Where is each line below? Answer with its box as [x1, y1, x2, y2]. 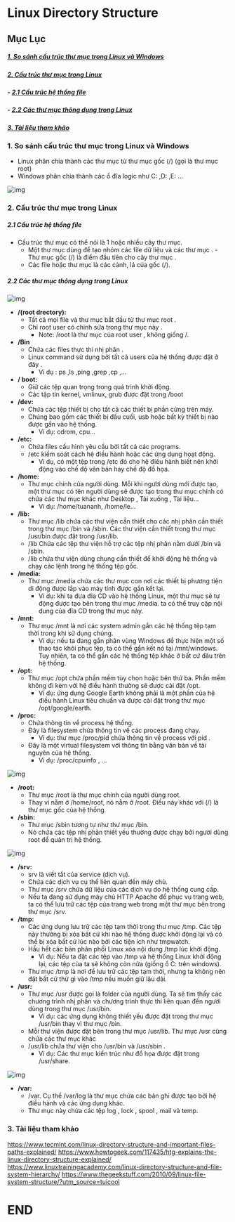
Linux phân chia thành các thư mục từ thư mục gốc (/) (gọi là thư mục [17, 157, 219, 166]
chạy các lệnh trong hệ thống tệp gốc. [27, 562, 139, 571]
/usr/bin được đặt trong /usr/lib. [27, 532, 119, 540]
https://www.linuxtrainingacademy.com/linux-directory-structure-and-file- [7, 1162, 222, 1171]
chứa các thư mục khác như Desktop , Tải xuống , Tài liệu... [27, 495, 199, 503]
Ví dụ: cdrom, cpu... [38, 427, 96, 436]
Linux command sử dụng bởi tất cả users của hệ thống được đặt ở [27, 353, 219, 361]
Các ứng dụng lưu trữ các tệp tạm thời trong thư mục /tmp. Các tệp [27, 923, 222, 931]
